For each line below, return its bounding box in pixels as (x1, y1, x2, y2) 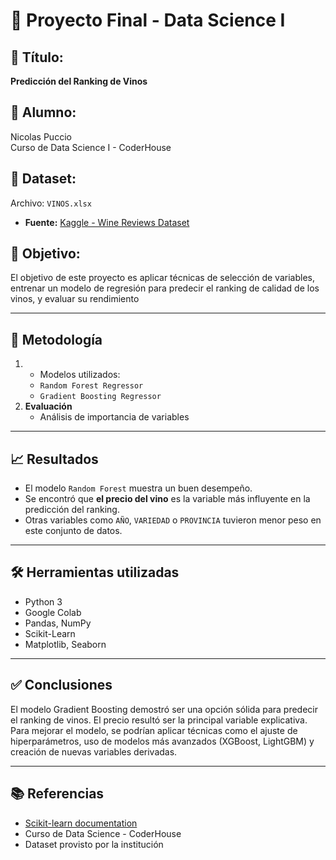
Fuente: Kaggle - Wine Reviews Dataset (24, 216, 190, 228)
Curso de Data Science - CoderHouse (24, 827, 182, 839)
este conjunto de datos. (24, 525, 123, 537)
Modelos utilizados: (39, 369, 121, 381)
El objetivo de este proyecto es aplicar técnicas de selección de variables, (10, 272, 315, 284)
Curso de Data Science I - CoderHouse (10, 141, 172, 153)
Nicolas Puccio (10, 130, 72, 143)
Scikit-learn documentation (24, 817, 138, 829)
